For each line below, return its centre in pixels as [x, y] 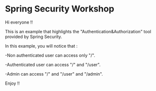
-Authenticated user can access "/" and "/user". [53, 65]
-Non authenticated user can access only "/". [50, 55]
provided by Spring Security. [33, 37]
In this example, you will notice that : [41, 46]
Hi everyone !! [19, 22]
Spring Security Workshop [60, 9]
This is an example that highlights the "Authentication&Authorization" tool [78, 31]
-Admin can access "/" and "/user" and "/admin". [54, 74]
